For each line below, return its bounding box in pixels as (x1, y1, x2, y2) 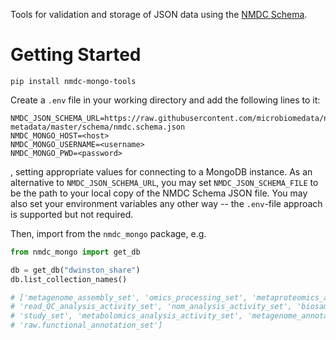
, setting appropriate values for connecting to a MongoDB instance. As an (10, 165, 313, 178)
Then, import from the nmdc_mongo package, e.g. (10, 227, 207, 239)
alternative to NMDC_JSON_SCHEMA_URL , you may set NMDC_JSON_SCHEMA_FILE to (10, 176, 319, 188)
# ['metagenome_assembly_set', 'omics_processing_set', (10, 292, 248, 303)
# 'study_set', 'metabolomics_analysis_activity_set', (10, 311, 244, 321)
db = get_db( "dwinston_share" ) (10, 265, 141, 275)
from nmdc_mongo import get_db (10, 247, 141, 257)
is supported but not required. (10, 208, 134, 220)
